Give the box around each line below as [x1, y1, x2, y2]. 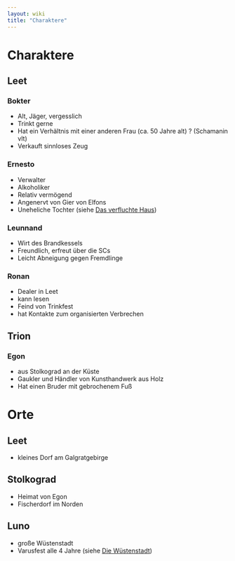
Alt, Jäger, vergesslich [17, 112, 82, 120]
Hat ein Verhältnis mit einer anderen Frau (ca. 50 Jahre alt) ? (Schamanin [17, 127, 228, 136]
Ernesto [7, 160, 35, 169]
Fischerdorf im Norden [17, 500, 83, 508]
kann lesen [17, 295, 50, 303]
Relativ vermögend [17, 191, 72, 199]
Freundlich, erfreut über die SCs [17, 246, 111, 254]
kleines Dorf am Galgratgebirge [17, 453, 109, 461]
